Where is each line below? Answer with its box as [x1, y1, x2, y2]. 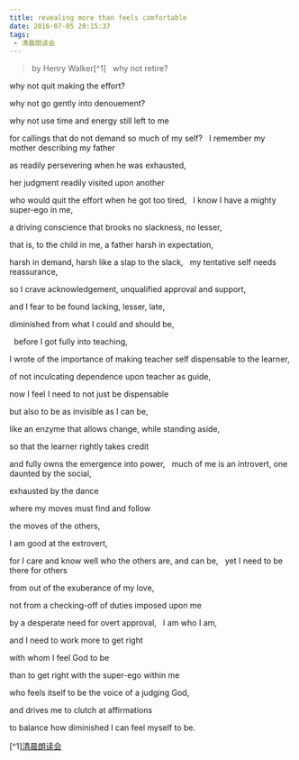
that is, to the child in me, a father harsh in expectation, [9, 240, 214, 251]
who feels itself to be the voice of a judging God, [9, 687, 190, 699]
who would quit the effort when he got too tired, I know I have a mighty [9, 195, 276, 206]
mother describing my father [9, 142, 115, 153]
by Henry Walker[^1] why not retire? [31, 63, 168, 74]
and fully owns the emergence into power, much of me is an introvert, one [9, 459, 288, 470]
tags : [9, 30, 30, 39]
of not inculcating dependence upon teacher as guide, [9, 371, 212, 382]
